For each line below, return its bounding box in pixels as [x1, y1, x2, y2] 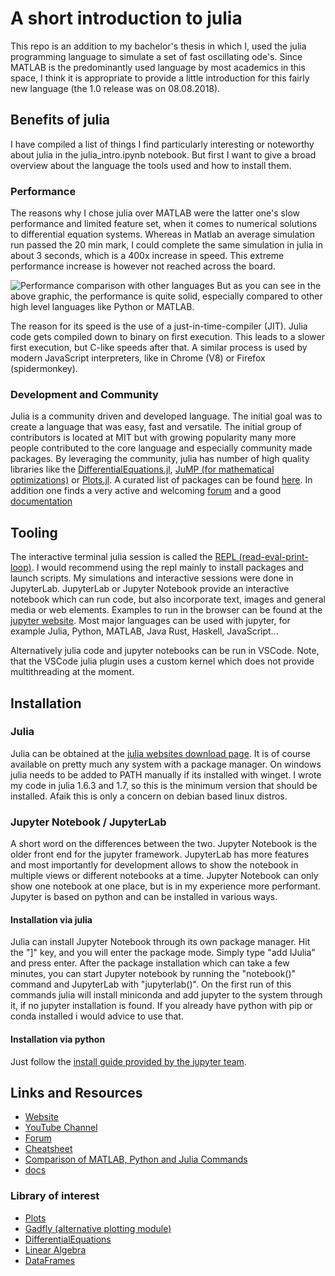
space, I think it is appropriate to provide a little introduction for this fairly [10, 72, 310, 84]
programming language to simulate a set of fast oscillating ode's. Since [10, 50, 303, 62]
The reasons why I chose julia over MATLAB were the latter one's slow [10, 207, 300, 219]
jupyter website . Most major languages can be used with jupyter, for [10, 615, 291, 627]
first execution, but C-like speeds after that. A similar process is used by [10, 342, 308, 354]
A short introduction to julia [10, 7, 243, 30]
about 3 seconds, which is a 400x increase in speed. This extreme [10, 250, 285, 262]
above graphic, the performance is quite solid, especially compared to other [10, 290, 323, 302]
